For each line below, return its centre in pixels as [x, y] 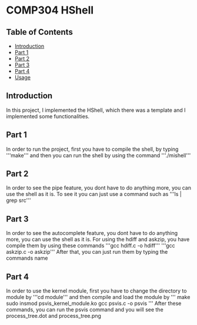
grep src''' [19, 200]
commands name [27, 258]
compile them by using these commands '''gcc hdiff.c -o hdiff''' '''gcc [91, 246]
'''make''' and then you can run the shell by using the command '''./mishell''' [98, 155]
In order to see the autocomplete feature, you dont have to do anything [92, 233]
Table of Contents [40, 32]
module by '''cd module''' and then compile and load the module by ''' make [98, 297]
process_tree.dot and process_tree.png [54, 316]
